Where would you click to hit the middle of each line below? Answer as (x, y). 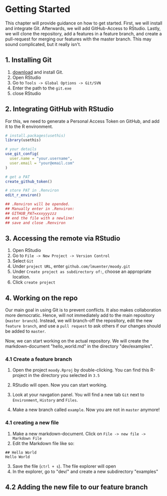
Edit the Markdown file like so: (43, 443)
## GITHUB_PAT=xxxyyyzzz (31, 213)
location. (21, 277)
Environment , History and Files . (45, 400)
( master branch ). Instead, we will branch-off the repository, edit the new (79, 320)
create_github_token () (29, 181)
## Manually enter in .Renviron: (40, 209)
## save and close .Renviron (35, 223)
